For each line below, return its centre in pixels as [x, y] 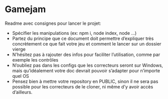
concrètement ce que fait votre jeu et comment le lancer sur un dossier [87, 43]
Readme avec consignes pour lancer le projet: [53, 23]
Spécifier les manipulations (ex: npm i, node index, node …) [74, 33]
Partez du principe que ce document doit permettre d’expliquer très [83, 38]
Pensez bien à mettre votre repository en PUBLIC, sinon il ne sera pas [85, 81]
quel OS [20, 76]
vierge [19, 49]
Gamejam [25, 9]
